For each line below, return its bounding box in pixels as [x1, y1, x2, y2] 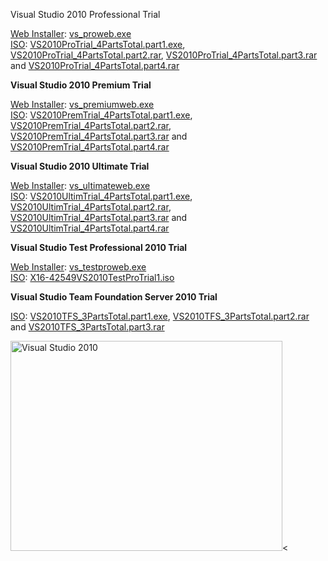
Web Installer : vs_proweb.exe [10, 28, 132, 39]
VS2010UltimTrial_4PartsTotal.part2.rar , [10, 201, 172, 213]
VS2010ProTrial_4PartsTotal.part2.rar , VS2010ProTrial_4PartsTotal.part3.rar [10, 49, 318, 61]
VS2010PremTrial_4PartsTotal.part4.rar [10, 141, 170, 153]
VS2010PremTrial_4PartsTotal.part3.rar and [10, 130, 188, 142]
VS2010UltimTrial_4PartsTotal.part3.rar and [10, 212, 188, 223]
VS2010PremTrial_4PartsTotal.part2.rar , [10, 120, 172, 131]
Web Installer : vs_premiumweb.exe [10, 99, 155, 110]
